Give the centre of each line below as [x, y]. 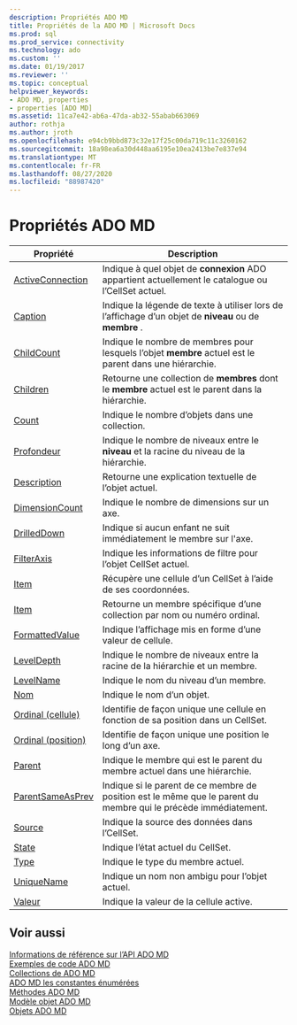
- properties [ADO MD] [51, 108]
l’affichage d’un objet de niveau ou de [181, 317]
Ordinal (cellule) [47, 715]
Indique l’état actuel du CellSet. [167, 848]
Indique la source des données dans [178, 822]
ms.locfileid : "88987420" [57, 182]
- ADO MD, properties [49, 100]
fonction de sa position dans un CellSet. [184, 721]
